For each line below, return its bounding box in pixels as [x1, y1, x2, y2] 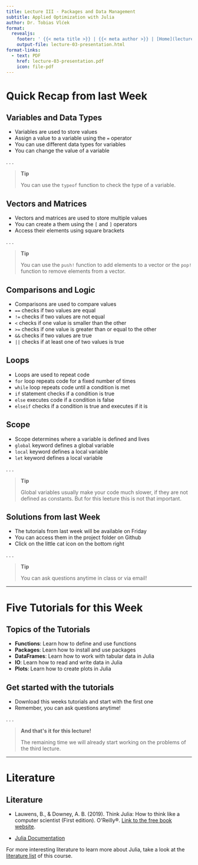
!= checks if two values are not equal [14, 313, 105, 320]
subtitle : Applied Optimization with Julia [6, 14, 115, 20]
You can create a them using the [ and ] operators [14, 221, 137, 228]
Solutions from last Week [6, 512, 101, 522]
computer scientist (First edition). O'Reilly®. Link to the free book [14, 817, 172, 824]
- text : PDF [11, 53, 41, 59]
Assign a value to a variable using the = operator [14, 134, 132, 142]
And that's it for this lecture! [20, 727, 91, 734]
